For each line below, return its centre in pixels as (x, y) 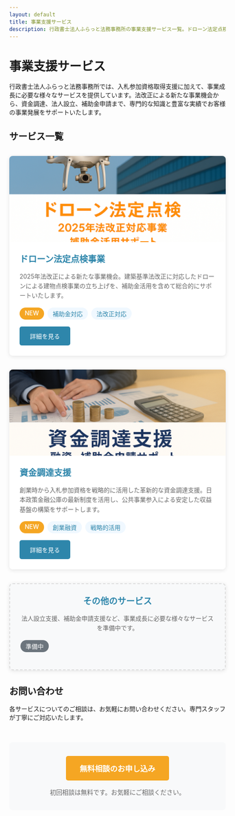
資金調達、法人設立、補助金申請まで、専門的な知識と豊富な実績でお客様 (123, 104)
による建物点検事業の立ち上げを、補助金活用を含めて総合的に (112, 286)
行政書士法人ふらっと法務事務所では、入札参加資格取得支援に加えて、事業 (114, 87)
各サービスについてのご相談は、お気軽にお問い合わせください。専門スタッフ (117, 709)
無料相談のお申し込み (117, 769)
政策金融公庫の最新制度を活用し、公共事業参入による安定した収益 (119, 500)
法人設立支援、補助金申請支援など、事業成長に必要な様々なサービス (117, 619)
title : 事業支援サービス (41, 22)
